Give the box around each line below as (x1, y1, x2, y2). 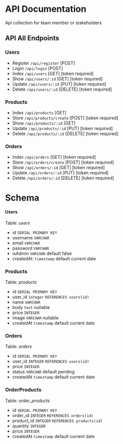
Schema (5, 192, 39, 204)
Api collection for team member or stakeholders (5, 20, 102, 26)
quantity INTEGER (12, 423, 46, 429)
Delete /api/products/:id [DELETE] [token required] (12, 131, 119, 137)
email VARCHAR (12, 240, 40, 246)
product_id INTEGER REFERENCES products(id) (12, 417, 103, 423)
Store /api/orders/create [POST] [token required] (12, 159, 114, 166)
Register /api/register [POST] (12, 60, 75, 66)
